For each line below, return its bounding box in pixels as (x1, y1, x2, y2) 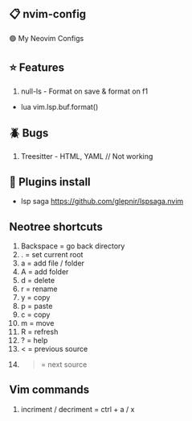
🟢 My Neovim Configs (9, 33, 84, 43)
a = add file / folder (20, 258, 85, 269)
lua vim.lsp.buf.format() (20, 102, 99, 111)
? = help (20, 336, 48, 345)
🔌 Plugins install (9, 175, 91, 189)
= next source (40, 360, 88, 369)
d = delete (20, 276, 55, 286)
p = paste (20, 302, 53, 311)
